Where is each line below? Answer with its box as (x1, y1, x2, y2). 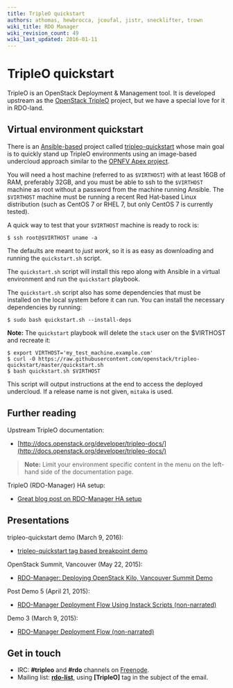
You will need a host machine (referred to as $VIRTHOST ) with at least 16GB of (7, 170, 226, 179)
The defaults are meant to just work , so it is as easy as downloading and (7, 246, 214, 254)
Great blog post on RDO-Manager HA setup (17, 494, 142, 502)
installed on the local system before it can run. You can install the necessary (7, 295, 225, 304)
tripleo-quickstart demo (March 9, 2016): (7, 533, 123, 541)
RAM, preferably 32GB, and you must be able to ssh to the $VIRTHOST (7, 178, 203, 186)
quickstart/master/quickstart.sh (7, 361, 104, 368)
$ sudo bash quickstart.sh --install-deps (7, 316, 132, 323)
